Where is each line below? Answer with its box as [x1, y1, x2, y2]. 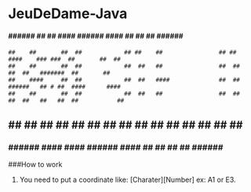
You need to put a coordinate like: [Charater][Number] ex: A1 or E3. [19, 175, 237, 185]
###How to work [8, 160, 63, 169]
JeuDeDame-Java [8, 5, 128, 23]
